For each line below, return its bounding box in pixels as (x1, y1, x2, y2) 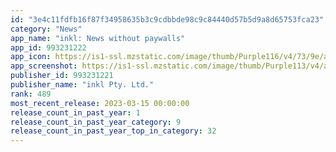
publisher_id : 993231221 (10, 71, 114, 81)
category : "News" (10, 24, 83, 34)
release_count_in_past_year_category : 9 (10, 117, 182, 127)
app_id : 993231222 (10, 42, 87, 53)
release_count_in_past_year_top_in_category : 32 (10, 126, 217, 136)
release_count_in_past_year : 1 (10, 107, 141, 118)
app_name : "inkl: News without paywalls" (10, 33, 186, 43)
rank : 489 (10, 89, 52, 99)
